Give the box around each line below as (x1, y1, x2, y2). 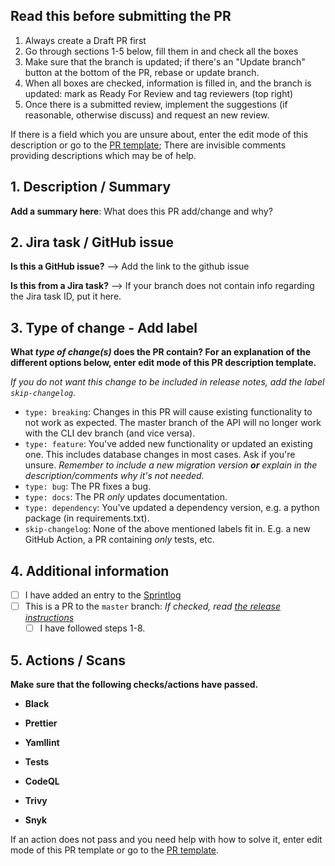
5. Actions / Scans (10, 652, 127, 669)
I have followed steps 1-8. (39, 622, 146, 634)
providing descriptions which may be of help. (10, 149, 197, 161)
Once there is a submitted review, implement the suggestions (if (24, 98, 288, 110)
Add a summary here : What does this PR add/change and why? (10, 205, 273, 217)
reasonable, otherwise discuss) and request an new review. (24, 109, 270, 121)
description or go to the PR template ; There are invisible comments (10, 139, 287, 151)
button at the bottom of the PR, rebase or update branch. (24, 66, 260, 78)
